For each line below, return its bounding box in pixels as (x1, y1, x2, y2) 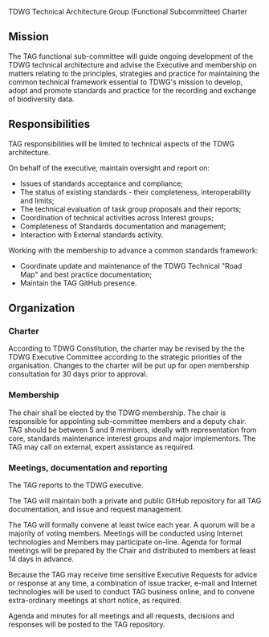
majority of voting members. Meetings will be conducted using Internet (8, 528, 243, 538)
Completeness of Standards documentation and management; (19, 221, 226, 231)
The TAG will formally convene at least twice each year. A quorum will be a (8, 520, 255, 529)
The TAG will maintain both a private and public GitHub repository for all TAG (8, 495, 262, 505)
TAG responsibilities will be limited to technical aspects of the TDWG (8, 138, 235, 148)
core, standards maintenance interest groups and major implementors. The (8, 434, 256, 443)
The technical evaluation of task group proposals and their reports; (19, 204, 242, 214)
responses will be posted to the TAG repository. (8, 619, 166, 629)
